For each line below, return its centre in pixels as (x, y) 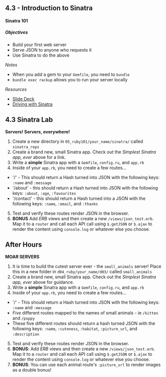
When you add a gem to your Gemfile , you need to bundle (71, 74)
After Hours (24, 245)
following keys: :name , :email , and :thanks (55, 203)
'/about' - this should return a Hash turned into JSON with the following (85, 188)
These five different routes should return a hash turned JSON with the (83, 323)
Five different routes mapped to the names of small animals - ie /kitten (85, 313)
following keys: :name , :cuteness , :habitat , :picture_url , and (75, 328)
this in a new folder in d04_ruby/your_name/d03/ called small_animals (82, 271)
